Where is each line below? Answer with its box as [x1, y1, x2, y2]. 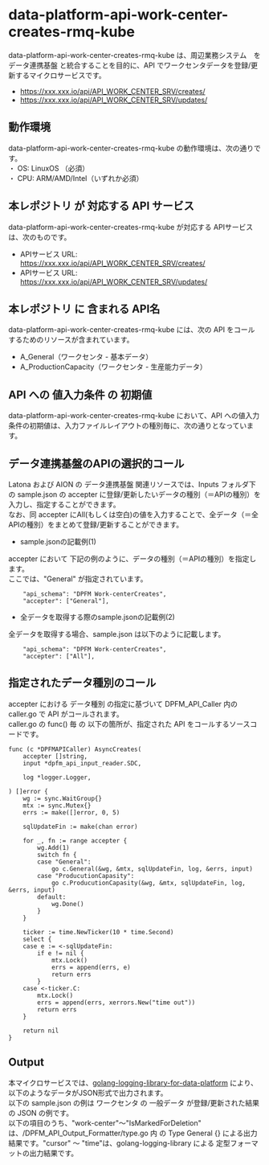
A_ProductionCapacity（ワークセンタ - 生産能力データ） [19, 362, 207, 371]
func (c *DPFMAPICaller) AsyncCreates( [8, 745, 142, 753]
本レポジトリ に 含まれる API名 [8, 302, 161, 315]
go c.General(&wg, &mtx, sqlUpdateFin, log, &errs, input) [51, 864, 253, 873]
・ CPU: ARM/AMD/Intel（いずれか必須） [8, 173, 144, 183]
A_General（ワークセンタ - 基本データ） [19, 352, 153, 362]
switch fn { [37, 851, 78, 859]
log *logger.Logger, [22, 773, 92, 781]
